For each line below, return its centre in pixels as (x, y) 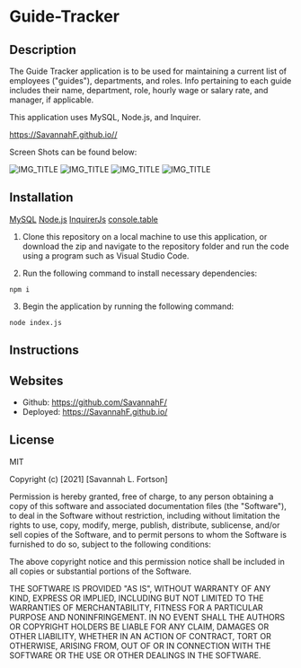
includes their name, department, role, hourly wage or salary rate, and (139, 90)
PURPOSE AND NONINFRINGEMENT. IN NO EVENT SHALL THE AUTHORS (147, 617)
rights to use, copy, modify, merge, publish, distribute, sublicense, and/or (145, 525)
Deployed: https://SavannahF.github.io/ (95, 412)
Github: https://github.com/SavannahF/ (95, 402)
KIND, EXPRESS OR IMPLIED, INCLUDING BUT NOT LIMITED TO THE (137, 598)
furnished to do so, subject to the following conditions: (110, 544)
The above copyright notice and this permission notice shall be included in (147, 561)
